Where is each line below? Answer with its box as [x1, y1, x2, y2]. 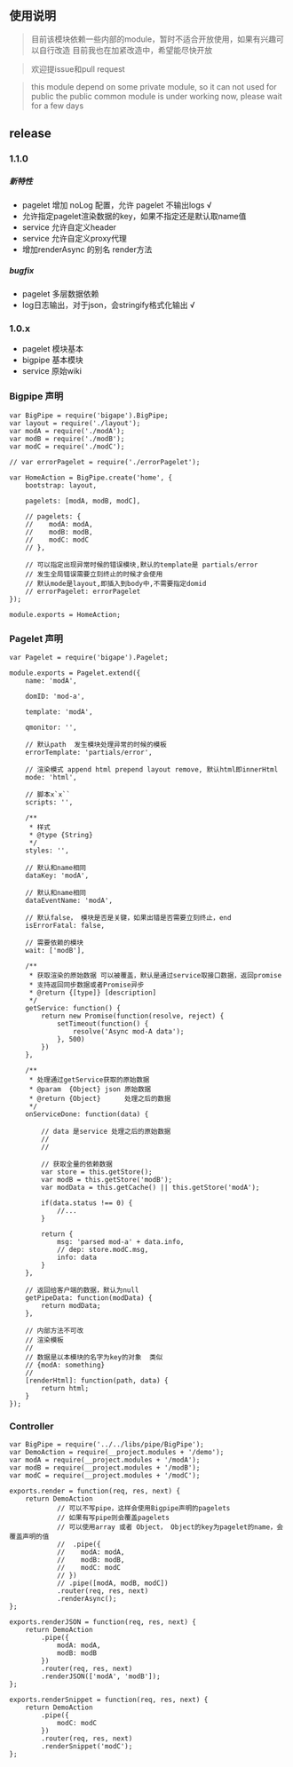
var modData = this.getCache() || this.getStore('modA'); [41, 1183, 260, 1192]
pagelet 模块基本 [21, 344, 84, 354]
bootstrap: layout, [25, 480, 98, 490]
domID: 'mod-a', [25, 692, 86, 701]
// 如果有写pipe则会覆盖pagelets [56, 1513, 170, 1523]
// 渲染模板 [25, 1335, 64, 1344]
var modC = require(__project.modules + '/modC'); [9, 1471, 201, 1480]
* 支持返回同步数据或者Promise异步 [28, 980, 145, 989]
